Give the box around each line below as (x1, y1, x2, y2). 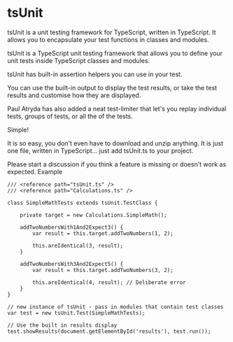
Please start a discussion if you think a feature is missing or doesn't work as (7, 159, 227, 169)
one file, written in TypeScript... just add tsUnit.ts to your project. (7, 146, 194, 155)
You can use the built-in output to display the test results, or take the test (7, 83, 218, 92)
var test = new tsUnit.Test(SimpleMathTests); (7, 309, 146, 316)
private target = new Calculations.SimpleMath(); (20, 211, 168, 218)
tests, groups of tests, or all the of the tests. (7, 112, 133, 120)
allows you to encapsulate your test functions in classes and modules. (7, 35, 209, 43)
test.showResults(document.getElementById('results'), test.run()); (7, 327, 211, 335)
